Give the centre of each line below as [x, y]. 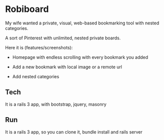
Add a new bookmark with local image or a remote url [67, 67]
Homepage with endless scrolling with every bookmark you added [80, 57]
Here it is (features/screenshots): [39, 47]
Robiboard [27, 9]
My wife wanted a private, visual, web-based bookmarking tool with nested [82, 23]
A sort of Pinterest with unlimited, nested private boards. [63, 38]
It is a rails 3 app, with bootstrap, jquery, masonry [56, 104]
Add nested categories [36, 76]
